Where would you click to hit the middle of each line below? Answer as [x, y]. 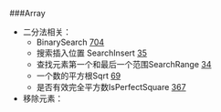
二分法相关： [47, 32]
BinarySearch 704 [70, 42]
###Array [27, 13]
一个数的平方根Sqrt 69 [79, 76]
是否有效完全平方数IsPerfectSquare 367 [111, 87]
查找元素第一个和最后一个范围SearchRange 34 [124, 64]
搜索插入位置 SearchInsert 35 [92, 53]
